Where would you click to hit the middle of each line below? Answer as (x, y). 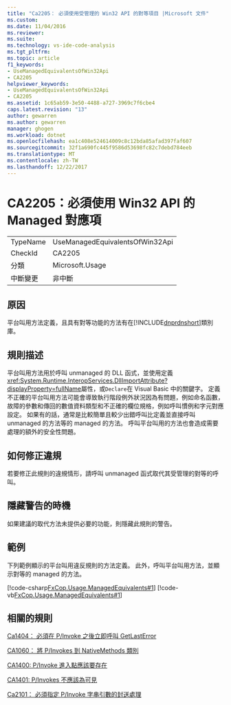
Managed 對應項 (54, 220)
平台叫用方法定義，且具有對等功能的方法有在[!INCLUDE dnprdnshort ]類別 (110, 323)
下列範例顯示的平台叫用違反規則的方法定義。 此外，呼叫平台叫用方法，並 (110, 565)
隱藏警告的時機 (39, 506)
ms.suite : (21, 39)
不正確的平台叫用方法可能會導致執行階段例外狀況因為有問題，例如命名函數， (115, 398)
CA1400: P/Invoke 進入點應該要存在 (57, 665)
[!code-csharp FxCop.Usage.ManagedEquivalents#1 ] (81, 587)
